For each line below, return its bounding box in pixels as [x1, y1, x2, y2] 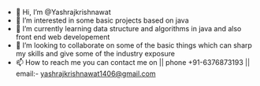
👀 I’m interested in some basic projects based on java [15, 16, 189, 25]
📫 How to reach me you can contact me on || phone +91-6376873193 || [15, 58, 251, 66]
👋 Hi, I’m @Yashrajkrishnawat [15, 8, 112, 16]
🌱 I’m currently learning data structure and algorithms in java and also [15, 24, 242, 33]
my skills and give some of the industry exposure [15, 49, 176, 58]
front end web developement [15, 32, 110, 41]
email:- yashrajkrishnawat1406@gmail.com [15, 69, 156, 78]
